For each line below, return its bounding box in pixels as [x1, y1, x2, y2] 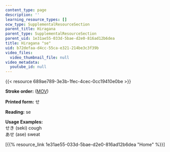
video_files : [5, 50, 33, 55]
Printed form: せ [5, 99, 40, 105]
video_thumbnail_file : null [10, 55, 70, 60]
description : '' [5, 12, 40, 17]
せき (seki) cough [5, 125, 42, 131]
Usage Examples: [5, 119, 43, 125]
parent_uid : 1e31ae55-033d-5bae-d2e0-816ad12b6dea [5, 36, 115, 41]
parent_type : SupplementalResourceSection [5, 31, 97, 36]
